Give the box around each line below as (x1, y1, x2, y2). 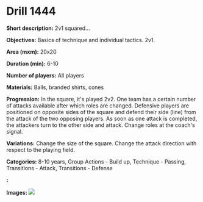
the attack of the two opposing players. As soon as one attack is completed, (6, 115, 198, 122)
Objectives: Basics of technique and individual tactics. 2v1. (6, 36, 155, 43)
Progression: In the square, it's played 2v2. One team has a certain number (6, 95, 196, 103)
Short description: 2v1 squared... (6, 24, 90, 32)
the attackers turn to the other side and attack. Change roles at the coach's (6, 121, 195, 129)
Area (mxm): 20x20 (6, 48, 57, 56)
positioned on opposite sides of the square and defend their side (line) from (6, 108, 196, 115)
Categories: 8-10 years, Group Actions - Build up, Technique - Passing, (6, 157, 187, 165)
